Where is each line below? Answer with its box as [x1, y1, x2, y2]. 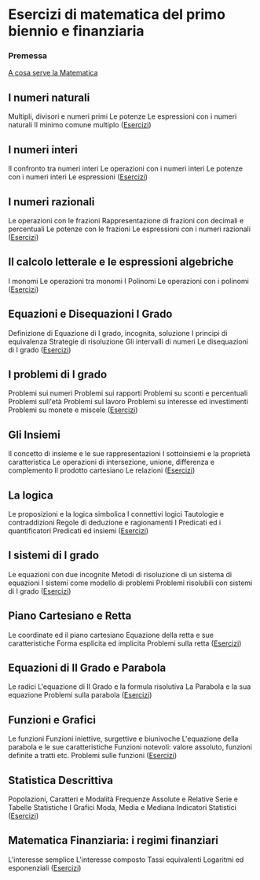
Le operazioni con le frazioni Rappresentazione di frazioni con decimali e [8, 215, 244, 225]
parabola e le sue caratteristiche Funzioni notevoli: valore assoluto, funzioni [8, 742, 253, 752]
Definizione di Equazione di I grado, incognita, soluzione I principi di [8, 328, 228, 337]
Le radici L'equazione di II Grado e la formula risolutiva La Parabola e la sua [8, 682, 251, 691]
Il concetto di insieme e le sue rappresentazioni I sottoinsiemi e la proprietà [8, 449, 251, 458]
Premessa [8, 50, 48, 61]
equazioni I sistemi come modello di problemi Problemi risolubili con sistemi [8, 578, 253, 587]
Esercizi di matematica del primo [8, 6, 226, 24]
